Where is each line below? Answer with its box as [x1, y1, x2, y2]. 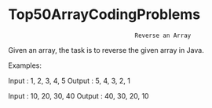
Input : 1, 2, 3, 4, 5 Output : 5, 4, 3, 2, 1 [8, 76, 131, 85]
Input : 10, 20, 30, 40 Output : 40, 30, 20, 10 [8, 91, 149, 100]
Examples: [8, 61, 42, 70]
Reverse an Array [134, 32, 192, 39]
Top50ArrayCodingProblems [8, 6, 201, 24]
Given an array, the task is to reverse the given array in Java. [8, 45, 204, 54]
